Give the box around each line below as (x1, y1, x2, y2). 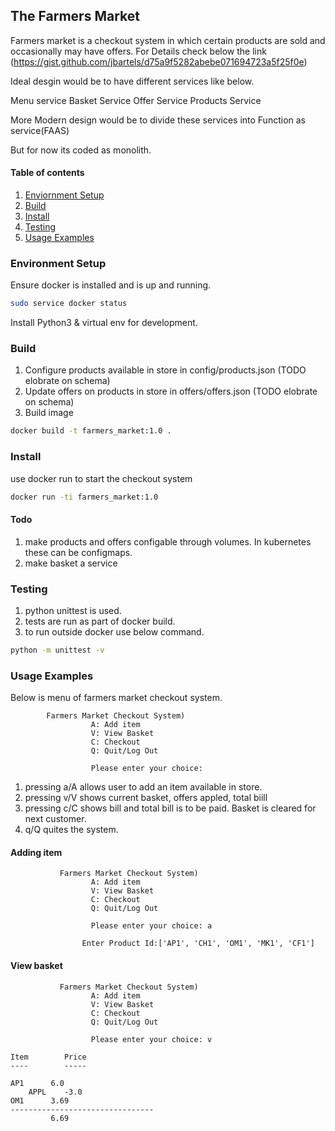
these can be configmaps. (24, 546, 133, 558)
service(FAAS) (10, 124, 70, 136)
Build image (24, 407, 74, 419)
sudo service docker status (10, 299, 128, 309)
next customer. (24, 813, 87, 825)
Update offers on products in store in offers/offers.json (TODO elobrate (24, 385, 318, 398)
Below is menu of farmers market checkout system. (10, 692, 223, 704)
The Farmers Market (10, 8, 140, 25)
